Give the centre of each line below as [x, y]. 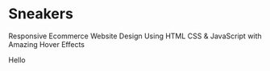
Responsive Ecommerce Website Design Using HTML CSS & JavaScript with [135, 36]
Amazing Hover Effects [47, 44]
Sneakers [41, 14]
